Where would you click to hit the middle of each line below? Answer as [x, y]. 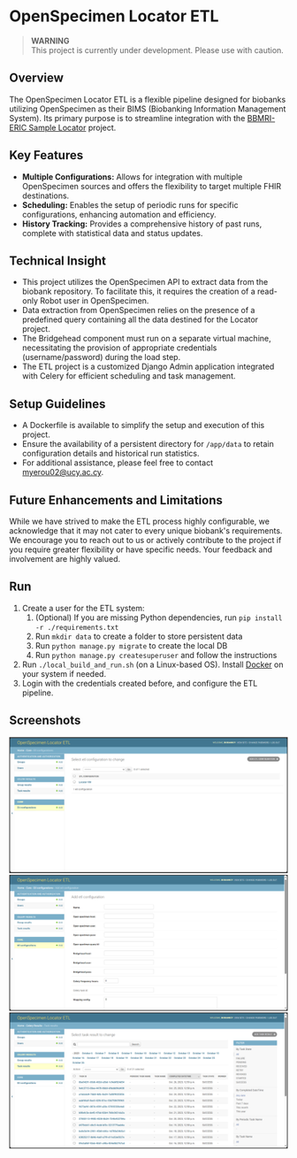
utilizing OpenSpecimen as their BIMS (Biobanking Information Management [148, 109]
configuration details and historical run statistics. [111, 454]
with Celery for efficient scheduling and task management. [129, 376]
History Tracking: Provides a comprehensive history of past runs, [142, 224]
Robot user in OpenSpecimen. [94, 301]
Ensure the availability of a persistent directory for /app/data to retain [148, 444]
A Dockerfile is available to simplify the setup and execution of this [143, 426]
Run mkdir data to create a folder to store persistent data [139, 636]
